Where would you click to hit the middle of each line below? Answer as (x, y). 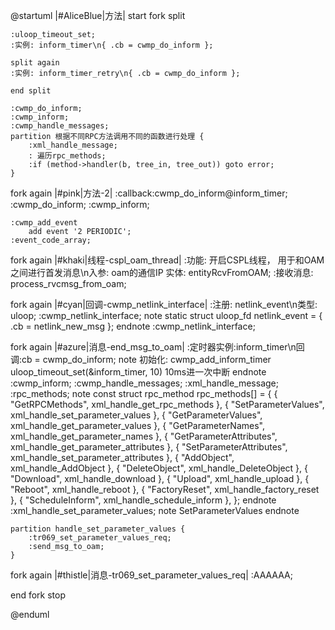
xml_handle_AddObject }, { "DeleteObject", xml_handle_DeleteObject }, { (159, 468)
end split (31, 91)
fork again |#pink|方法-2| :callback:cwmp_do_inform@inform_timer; (149, 193)
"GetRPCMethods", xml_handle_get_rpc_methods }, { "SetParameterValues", (167, 404)
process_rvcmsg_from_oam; (68, 283)
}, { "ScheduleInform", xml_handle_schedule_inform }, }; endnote (143, 500)
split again (35, 63)
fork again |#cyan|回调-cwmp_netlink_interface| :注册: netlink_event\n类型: (164, 304)
